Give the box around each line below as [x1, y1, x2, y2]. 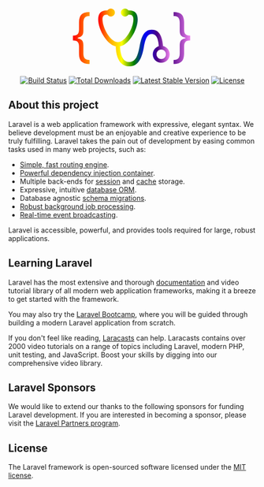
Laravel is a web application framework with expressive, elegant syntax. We [8, 119, 255, 128]
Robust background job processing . [19, 202, 136, 211]
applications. [8, 233, 50, 243]
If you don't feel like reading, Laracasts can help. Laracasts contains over [8, 333, 246, 343]
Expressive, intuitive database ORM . [19, 184, 137, 194]
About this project [8, 99, 99, 112]
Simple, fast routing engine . [19, 159, 110, 169]
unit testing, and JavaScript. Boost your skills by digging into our [8, 350, 218, 359]
